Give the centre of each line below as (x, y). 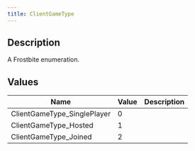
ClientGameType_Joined (51, 137)
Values (23, 82)
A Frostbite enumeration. (44, 60)
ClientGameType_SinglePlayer (61, 114)
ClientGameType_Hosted (52, 125)
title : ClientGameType (41, 14)
